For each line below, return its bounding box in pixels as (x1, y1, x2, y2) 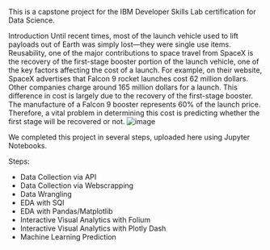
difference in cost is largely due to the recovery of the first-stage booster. (8, 91, 253, 100)
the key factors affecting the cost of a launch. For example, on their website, (8, 65, 263, 75)
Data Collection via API (19, 173, 97, 181)
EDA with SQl (19, 198, 65, 207)
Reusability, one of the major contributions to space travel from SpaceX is (8, 48, 254, 57)
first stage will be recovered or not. (8, 117, 125, 126)
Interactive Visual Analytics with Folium (19, 215, 151, 224)
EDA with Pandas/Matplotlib (19, 206, 113, 216)
